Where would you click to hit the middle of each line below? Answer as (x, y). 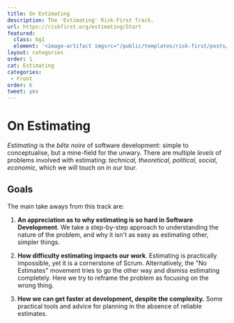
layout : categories (36, 53)
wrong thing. (36, 285)
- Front (21, 78)
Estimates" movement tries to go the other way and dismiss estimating (118, 270)
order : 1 (20, 59)
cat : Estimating (31, 66)
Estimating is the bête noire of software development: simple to (98, 145)
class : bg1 (29, 40)
